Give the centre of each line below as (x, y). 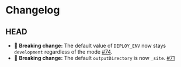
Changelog (33, 10)
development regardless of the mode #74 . (63, 52)
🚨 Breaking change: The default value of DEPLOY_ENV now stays (90, 45)
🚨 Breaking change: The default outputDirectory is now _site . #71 (95, 58)
